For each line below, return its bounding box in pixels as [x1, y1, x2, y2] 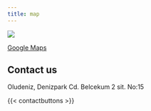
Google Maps [7, 43, 47, 52]
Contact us [7, 64, 58, 76]
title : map [7, 10, 40, 18]
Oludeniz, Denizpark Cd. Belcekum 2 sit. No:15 [7, 83, 145, 91]
